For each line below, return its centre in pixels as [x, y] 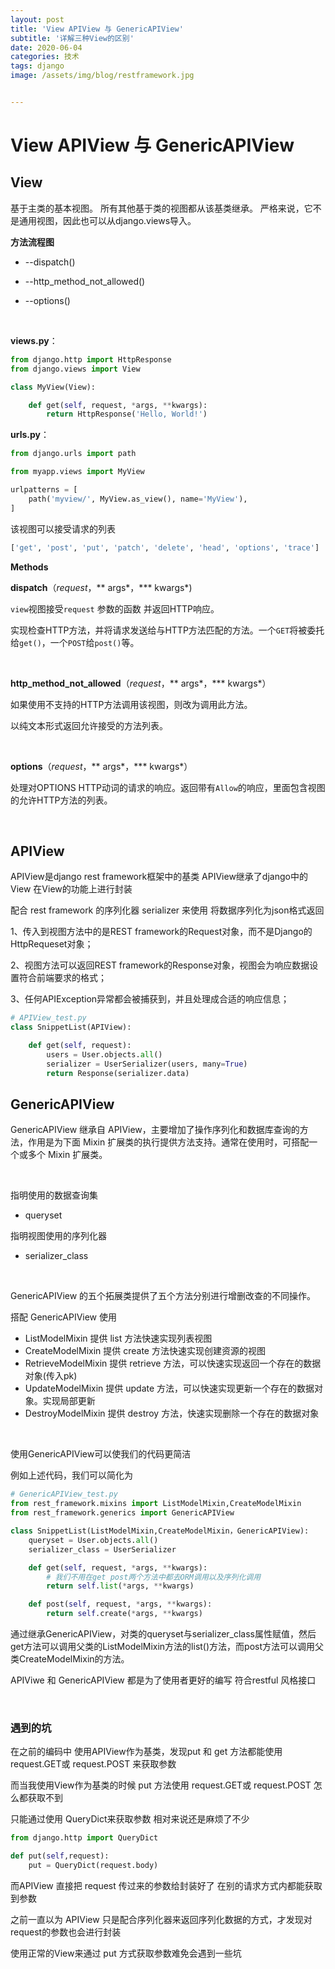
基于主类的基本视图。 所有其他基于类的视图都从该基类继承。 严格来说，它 [161, 208]
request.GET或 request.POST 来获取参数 [93, 1764]
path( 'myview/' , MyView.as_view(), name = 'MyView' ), [138, 499]
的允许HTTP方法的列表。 [61, 800]
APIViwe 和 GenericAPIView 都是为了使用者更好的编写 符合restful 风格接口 [163, 1680]
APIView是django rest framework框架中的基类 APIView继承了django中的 [159, 877]
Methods [29, 567]
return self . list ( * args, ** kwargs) [120, 1586]
